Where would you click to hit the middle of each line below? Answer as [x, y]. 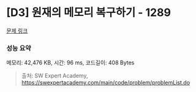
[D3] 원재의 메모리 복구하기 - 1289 [89, 13]
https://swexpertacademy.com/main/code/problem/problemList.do [106, 83]
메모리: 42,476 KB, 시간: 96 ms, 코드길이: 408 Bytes [70, 63]
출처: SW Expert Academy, [55, 76]
